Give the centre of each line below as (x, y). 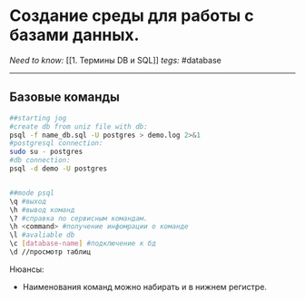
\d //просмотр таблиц (50, 252)
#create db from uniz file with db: (79, 126)
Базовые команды (64, 97)
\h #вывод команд (42, 209)
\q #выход (28, 201)
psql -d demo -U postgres (58, 169)
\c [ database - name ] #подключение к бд (83, 244)
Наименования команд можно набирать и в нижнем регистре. (145, 286)
